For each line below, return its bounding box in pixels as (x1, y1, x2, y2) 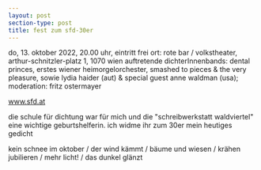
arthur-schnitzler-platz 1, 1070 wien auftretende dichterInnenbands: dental (8, 56, 251, 66)
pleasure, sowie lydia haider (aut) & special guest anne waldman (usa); (8, 73, 239, 83)
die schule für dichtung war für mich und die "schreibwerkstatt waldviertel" (8, 112, 254, 122)
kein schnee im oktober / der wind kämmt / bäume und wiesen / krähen (8, 144, 241, 154)
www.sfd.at (8, 96, 46, 107)
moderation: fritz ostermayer (8, 81, 102, 91)
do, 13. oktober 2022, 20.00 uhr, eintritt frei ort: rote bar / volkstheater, (8, 48, 238, 58)
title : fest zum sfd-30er (8, 26, 93, 34)
